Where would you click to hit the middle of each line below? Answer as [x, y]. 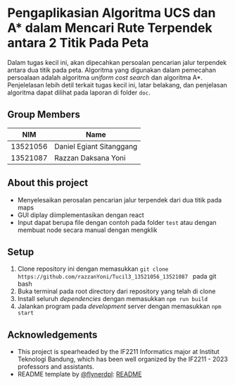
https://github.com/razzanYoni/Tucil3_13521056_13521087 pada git [117, 276]
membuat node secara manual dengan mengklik [87, 230]
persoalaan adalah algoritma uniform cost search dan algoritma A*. [105, 77]
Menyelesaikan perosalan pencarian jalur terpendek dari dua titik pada [120, 200]
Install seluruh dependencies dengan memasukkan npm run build [113, 299]
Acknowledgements [52, 335]
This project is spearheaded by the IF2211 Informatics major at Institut [118, 352]
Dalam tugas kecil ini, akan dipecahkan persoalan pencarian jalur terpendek [117, 62]
